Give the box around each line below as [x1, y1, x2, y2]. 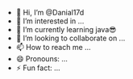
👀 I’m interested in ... [15, 16, 85, 26]
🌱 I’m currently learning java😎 [15, 25, 117, 34]
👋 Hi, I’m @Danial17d [15, 8, 85, 17]
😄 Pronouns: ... [15, 54, 69, 64]
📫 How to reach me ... [15, 43, 91, 52]
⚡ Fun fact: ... [15, 63, 60, 73]
